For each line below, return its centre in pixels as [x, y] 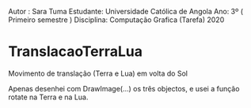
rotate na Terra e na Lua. [48, 97]
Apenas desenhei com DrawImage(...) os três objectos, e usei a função [124, 88]
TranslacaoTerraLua [75, 52]
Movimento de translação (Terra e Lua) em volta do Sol [98, 73]
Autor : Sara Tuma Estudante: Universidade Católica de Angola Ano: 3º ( [126, 11]
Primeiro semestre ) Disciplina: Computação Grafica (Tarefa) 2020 [116, 20]
